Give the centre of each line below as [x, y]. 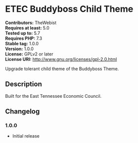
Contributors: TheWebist [31, 23]
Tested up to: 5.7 [23, 33]
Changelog [23, 112]
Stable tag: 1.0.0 [22, 43]
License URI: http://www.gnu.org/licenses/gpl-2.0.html [61, 59]
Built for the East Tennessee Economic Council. [53, 96]
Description [23, 84]
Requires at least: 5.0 [27, 28]
